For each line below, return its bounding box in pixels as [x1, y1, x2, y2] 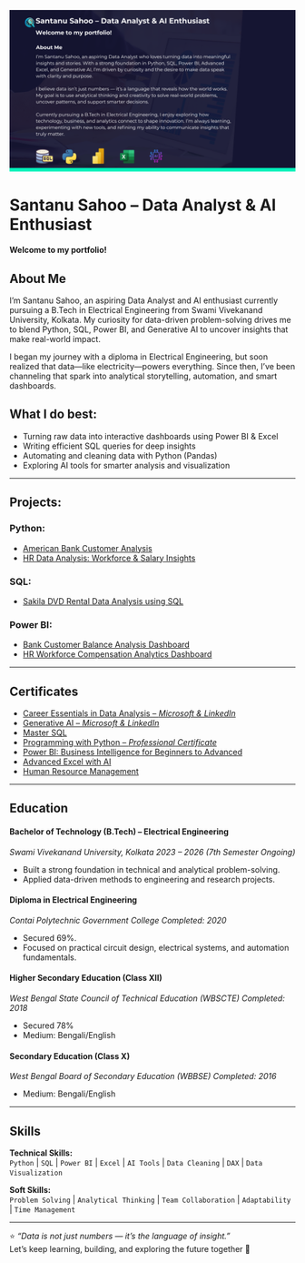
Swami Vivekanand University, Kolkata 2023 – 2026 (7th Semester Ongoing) [9, 846, 296, 857]
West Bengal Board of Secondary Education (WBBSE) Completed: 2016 [9, 1071, 277, 1082]
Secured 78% [22, 1020, 74, 1031]
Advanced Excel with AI [22, 756, 112, 767]
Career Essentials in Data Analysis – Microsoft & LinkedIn [22, 708, 236, 719]
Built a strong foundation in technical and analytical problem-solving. [22, 864, 280, 874]
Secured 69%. [22, 932, 77, 943]
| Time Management [9, 1204, 75, 1215]
